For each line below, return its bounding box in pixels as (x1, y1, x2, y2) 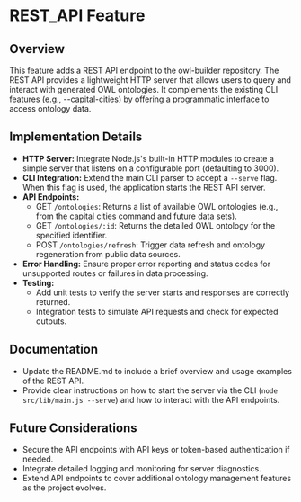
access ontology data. (9, 103, 92, 113)
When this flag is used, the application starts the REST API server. (22, 182, 267, 193)
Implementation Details (9, 130, 143, 145)
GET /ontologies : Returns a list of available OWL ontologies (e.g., (35, 201, 279, 211)
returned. (35, 296, 71, 307)
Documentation (9, 342, 99, 357)
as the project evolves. (22, 482, 107, 493)
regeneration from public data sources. (35, 248, 181, 259)
